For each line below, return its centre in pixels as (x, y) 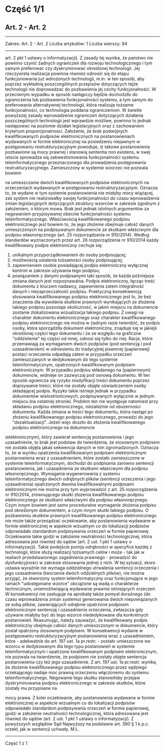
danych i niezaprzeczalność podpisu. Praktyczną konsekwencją (77, 291)
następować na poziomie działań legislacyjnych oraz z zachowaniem (75, 126)
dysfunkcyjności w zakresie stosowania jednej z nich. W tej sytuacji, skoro (80, 563)
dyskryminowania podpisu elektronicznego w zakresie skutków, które (75, 683)
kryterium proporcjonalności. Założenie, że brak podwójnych (67, 131)
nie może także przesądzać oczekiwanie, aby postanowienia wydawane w (80, 521)
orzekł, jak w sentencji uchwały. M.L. (42, 729)
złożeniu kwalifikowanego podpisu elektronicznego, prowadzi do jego (83, 417)
